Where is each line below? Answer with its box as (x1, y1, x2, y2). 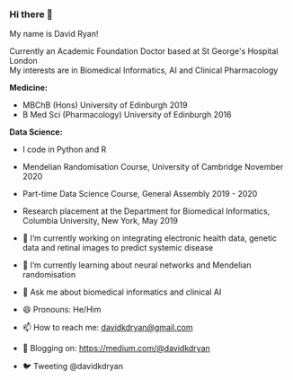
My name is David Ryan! (9, 29, 99, 40)
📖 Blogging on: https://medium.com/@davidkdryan (22, 343, 211, 354)
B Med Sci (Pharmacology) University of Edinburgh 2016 (22, 110, 232, 120)
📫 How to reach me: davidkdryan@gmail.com (22, 323, 193, 333)
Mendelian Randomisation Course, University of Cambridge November (22, 162, 284, 172)
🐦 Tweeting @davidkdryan (22, 361, 124, 372)
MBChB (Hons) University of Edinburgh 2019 (22, 100, 188, 110)
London (9, 56, 38, 66)
